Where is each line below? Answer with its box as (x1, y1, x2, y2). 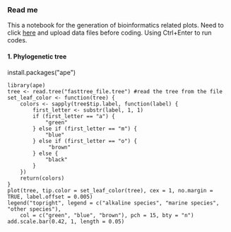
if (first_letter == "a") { (32, 112, 115, 120)
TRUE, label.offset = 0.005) (7, 193, 93, 200)
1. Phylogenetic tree (7, 52, 67, 61)
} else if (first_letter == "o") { (32, 137, 138, 144)
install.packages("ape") (7, 68, 76, 76)
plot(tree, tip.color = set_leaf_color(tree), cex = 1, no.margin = (7, 187, 213, 194)
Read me (7, 5, 38, 15)
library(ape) (7, 81, 46, 89)
